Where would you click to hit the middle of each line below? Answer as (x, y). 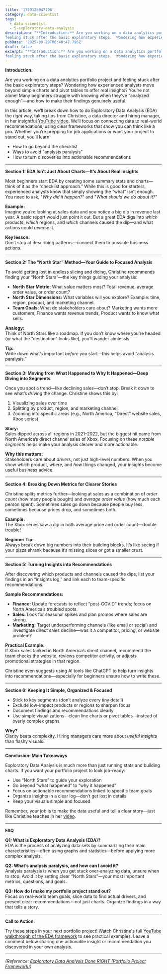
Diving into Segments (28, 379)
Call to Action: (20, 921)
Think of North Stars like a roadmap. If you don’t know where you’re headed (83, 333)
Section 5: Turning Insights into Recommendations (59, 565)
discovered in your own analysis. (39, 947)
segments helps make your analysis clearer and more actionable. (72, 444)
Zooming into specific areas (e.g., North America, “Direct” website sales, (87, 414)
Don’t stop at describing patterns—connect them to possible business (77, 243)
